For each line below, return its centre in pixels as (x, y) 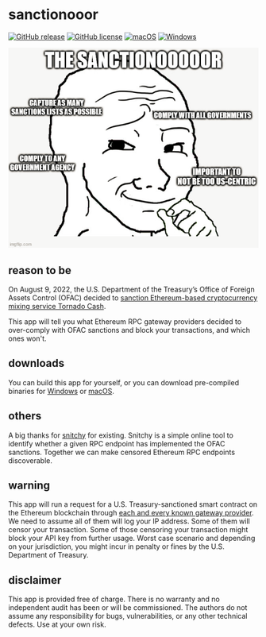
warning (29, 485)
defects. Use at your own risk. (57, 624)
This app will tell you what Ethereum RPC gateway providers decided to (125, 321)
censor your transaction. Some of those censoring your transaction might (128, 530)
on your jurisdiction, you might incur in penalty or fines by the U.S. (116, 546)
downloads (37, 363)
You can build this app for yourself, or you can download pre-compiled (124, 382)
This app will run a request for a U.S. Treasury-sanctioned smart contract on (133, 504)
